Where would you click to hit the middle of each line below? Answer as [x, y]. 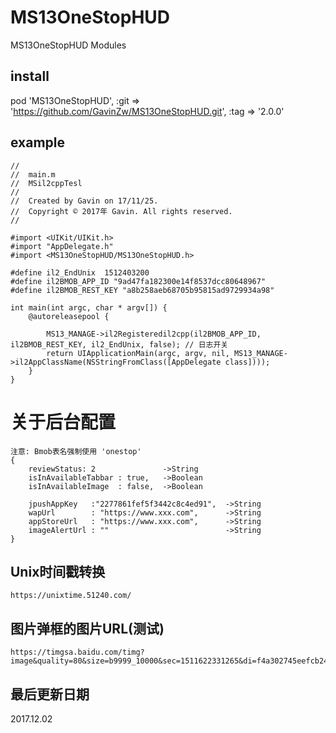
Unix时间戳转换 [58, 571]
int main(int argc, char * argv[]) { [89, 307]
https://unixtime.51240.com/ [71, 596]
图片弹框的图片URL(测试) [87, 628]
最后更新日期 [50, 694]
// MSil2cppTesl [46, 183]
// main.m [33, 174]
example [38, 142]
